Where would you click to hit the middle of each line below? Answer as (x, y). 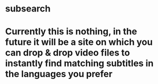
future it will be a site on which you (79, 42)
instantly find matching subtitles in (80, 63)
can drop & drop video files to (68, 53)
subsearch (28, 9)
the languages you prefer (59, 74)
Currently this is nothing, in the (71, 32)
